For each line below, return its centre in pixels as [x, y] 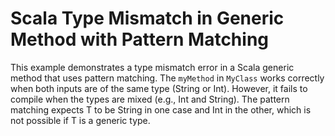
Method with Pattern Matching [140, 39]
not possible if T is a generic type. [80, 120]
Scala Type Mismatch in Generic [147, 18]
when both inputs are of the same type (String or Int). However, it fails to [159, 88]
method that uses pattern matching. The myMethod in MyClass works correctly [167, 78]
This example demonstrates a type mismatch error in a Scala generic [152, 67]
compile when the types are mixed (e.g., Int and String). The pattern [150, 99]
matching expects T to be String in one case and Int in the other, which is [161, 109]
